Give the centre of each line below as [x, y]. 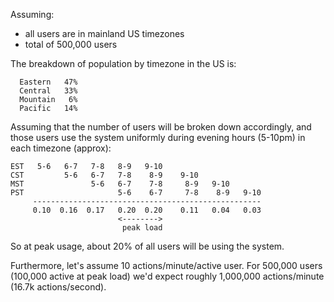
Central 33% [48, 91]
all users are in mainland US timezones [104, 33]
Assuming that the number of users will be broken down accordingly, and [161, 127]
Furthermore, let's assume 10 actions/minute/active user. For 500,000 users [166, 265]
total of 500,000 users [71, 44]
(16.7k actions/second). [58, 287]
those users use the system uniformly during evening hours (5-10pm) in [158, 137]
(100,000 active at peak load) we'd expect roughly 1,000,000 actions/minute [167, 276]
